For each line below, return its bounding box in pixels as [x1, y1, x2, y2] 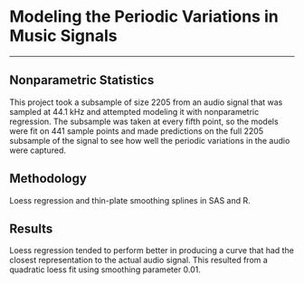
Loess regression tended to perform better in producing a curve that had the [9, 245, 294, 256]
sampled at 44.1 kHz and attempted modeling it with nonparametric [9, 106, 260, 117]
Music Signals [9, 25, 118, 46]
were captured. [9, 145, 66, 156]
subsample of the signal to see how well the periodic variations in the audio [9, 135, 290, 146]
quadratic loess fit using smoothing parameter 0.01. [9, 264, 202, 275]
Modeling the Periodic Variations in [9, 6, 279, 27]
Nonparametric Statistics [9, 72, 155, 88]
